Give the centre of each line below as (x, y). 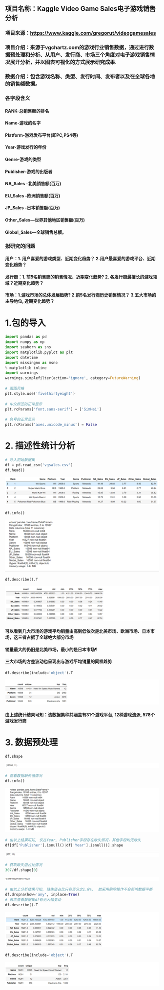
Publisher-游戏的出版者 (29, 171)
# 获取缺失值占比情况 (24, 865)
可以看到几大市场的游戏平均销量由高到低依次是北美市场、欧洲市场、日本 (78, 631)
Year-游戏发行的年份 (26, 147)
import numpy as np (25, 342)
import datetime (21, 357)
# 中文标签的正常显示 (24, 404)
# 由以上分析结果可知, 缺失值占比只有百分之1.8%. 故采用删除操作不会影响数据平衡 (79, 890)
